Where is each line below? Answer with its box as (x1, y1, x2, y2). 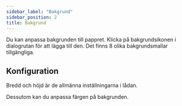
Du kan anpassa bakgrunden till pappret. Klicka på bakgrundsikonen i (6, 36, 177, 43)
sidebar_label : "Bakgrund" (6, 8, 73, 15)
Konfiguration (6, 66, 59, 76)
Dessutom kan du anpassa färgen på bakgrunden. (6, 93, 129, 101)
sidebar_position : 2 (6, 14, 58, 20)
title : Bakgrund (6, 20, 46, 26)
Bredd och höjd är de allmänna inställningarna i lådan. (6, 82, 138, 89)
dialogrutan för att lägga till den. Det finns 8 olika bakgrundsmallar (6, 42, 168, 49)
